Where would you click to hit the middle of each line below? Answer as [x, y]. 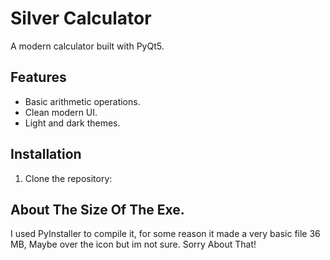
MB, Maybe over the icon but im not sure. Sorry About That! [133, 244]
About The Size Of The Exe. [97, 209]
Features [38, 77]
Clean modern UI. [61, 112]
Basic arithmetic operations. [82, 101]
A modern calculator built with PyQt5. [87, 46]
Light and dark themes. [72, 123]
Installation [46, 154]
